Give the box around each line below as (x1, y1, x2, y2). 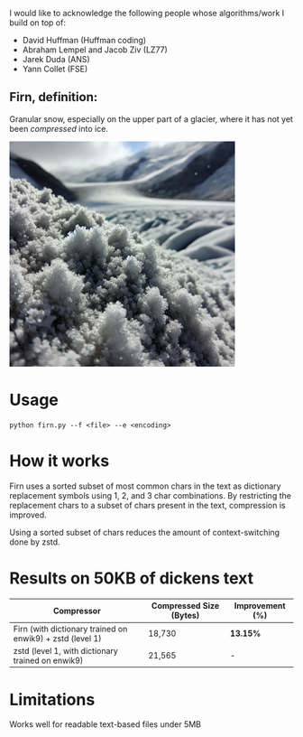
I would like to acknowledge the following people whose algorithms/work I (9, 8, 285, 18)
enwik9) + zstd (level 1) (13, 632, 102, 644)
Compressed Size (151, 601, 219, 611)
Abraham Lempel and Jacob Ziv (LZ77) (22, 44, 169, 55)
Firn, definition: (9, 89, 98, 105)
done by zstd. (9, 536, 60, 547)
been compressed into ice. (9, 123, 108, 134)
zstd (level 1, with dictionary (13, 645, 119, 656)
